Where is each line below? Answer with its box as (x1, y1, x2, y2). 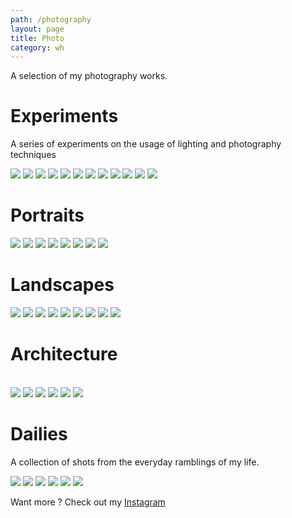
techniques (10, 149, 57, 161)
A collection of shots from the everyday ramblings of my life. (10, 456, 260, 468)
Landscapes (10, 274, 115, 296)
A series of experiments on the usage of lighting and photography (10, 138, 282, 150)
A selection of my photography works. (10, 70, 168, 82)
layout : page (10, 24, 65, 34)
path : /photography (10, 14, 92, 25)
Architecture (10, 343, 118, 366)
